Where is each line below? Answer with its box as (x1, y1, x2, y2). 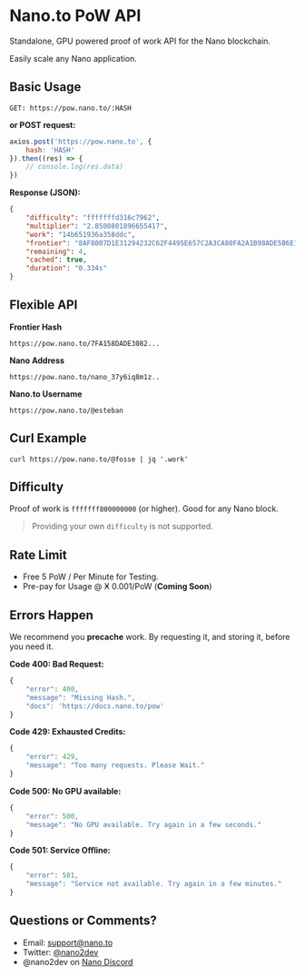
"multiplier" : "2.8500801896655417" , (25, 222, 169, 231)
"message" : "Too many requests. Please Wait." (25, 761, 205, 770)
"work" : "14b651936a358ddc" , (25, 230, 136, 239)
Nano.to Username (9, 388, 83, 399)
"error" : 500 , (25, 812, 79, 821)
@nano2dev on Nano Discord (22, 956, 133, 967)
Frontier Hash (9, 321, 63, 332)
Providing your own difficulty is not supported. (31, 521, 213, 532)
